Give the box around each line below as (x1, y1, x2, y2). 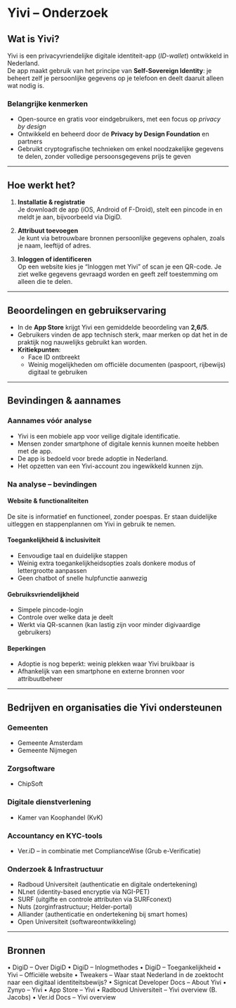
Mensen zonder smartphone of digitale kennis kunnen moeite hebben (17, 439, 219, 448)
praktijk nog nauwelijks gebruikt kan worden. (17, 337, 147, 346)
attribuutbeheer (17, 675, 63, 683)
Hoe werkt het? (7, 179, 76, 191)
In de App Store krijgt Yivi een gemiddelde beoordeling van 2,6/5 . (17, 323, 209, 331)
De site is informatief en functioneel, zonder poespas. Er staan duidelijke (7, 512, 218, 521)
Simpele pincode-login (17, 606, 84, 614)
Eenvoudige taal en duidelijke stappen (17, 551, 128, 560)
